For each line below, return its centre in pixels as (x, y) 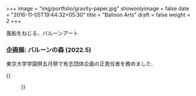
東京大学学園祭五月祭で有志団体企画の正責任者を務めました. (80, 64)
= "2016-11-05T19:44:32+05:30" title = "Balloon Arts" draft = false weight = (98, 15)
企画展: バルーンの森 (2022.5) (49, 49)
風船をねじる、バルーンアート (42, 33)
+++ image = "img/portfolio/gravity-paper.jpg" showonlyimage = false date (98, 9)
